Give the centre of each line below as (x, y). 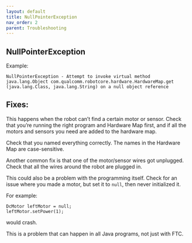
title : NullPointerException (42, 17)
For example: (22, 195)
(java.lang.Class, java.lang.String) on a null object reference (87, 87)
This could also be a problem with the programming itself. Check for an (92, 178)
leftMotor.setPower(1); (35, 211)
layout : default (26, 11)
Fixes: (18, 105)
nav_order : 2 (22, 22)
